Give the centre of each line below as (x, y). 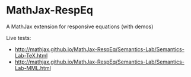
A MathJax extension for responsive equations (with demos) (80, 26)
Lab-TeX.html (31, 55)
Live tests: (19, 38)
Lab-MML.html (33, 68)
